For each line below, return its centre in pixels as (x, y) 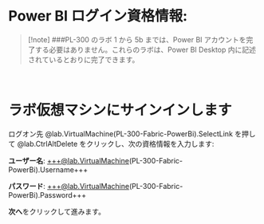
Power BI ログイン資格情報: (98, 16)
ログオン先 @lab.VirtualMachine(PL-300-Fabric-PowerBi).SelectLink (121, 134)
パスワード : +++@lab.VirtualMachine (69, 186)
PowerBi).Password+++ (47, 195)
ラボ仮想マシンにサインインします (120, 110)
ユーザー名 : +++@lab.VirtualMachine (69, 160)
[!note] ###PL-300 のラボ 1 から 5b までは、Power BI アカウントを (137, 39)
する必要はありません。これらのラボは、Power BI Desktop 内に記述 (146, 49)
